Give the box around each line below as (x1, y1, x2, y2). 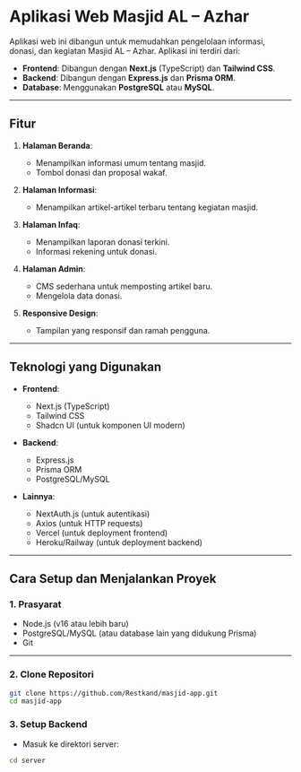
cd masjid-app (9, 697, 63, 706)
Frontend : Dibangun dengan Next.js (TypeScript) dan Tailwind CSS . (21, 63, 276, 74)
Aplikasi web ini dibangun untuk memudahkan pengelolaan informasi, (9, 36, 266, 47)
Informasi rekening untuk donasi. (35, 246, 158, 256)
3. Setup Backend (9, 718, 88, 731)
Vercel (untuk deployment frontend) (35, 527, 168, 538)
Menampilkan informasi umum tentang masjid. (35, 157, 207, 168)
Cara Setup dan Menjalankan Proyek (9, 571, 217, 586)
